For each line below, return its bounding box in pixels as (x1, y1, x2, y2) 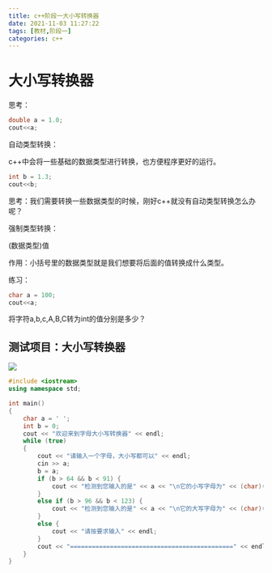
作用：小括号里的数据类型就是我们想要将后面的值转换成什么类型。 (8, 257, 228, 267)
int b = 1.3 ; (8, 172, 53, 180)
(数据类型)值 (8, 240, 50, 250)
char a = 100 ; (8, 291, 57, 299)
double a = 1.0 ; (8, 117, 63, 125)
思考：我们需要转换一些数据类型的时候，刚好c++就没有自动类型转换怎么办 (8, 196, 257, 206)
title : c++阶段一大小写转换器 (8, 11, 100, 20)
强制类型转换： (8, 223, 58, 233)
